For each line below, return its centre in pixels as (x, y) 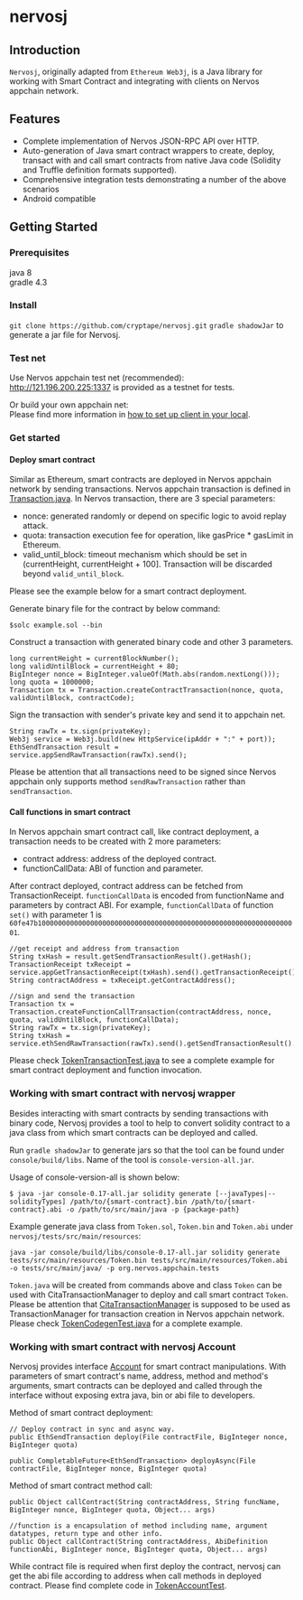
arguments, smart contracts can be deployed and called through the (136, 1386)
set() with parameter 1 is (55, 915)
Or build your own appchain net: (69, 405)
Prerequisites (39, 253)
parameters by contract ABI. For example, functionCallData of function (142, 905)
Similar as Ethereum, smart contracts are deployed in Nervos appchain (141, 480)
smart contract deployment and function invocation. (106, 1070)
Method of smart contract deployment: (81, 1413)
